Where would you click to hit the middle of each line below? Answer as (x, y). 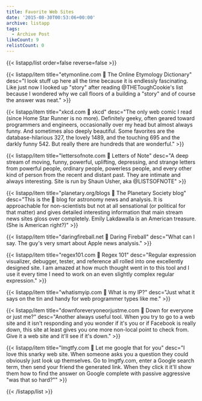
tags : (13, 29)
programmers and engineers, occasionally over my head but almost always (99, 124)
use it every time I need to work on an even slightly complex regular (90, 274)
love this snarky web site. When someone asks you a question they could (97, 354)
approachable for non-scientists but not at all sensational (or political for (96, 205)
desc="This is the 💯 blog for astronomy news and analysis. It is (84, 199)
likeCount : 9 (23, 40)
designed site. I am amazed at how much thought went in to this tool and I (98, 268)
